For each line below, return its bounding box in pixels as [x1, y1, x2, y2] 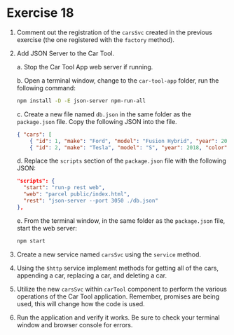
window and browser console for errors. [16, 320, 133, 329]
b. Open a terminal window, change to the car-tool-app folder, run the [16, 76, 219, 85]
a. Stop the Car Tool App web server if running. [16, 62, 153, 71]
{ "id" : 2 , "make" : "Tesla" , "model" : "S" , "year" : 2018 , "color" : [29, 144, 230, 151]
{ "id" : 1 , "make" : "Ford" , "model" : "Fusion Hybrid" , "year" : [29, 137, 219, 144]
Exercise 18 [6, 5, 74, 21]
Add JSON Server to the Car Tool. [16, 49, 115, 57]
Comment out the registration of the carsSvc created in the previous [16, 28, 213, 36]
